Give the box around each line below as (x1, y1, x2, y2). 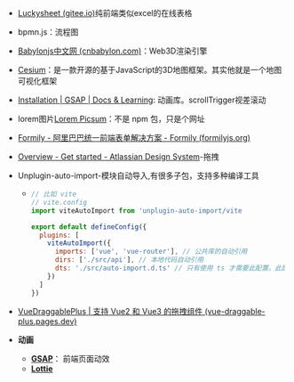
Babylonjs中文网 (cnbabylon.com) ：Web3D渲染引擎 (17, 45, 208, 56)
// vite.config (30, 198, 87, 207)
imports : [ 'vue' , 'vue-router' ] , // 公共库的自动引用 (54, 248, 248, 256)
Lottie (30, 363, 53, 374)
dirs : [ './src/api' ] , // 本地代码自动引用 (54, 256, 204, 264)
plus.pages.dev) (17, 315, 77, 327)
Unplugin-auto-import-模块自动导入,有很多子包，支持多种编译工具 (17, 170, 259, 181)
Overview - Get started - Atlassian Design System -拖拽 (17, 151, 219, 162)
